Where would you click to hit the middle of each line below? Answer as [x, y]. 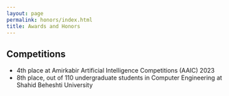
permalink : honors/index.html [50, 20]
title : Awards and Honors [43, 26]
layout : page [25, 13]
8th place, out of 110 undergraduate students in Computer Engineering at [119, 78]
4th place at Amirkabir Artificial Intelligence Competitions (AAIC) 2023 [116, 71]
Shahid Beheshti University [55, 85]
